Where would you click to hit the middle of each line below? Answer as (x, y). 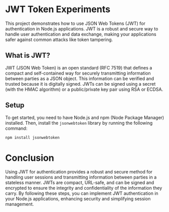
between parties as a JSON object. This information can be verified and (80, 78)
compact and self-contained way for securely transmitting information (78, 73)
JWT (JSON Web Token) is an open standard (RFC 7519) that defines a (79, 67)
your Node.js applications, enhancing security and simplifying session (78, 199)
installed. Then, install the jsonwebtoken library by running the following (79, 123)
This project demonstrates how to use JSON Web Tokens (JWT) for (75, 23)
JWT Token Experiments (58, 9)
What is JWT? (28, 56)
